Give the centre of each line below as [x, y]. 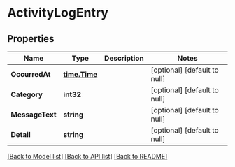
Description [124, 58]
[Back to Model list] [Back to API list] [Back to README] [87, 156]
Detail [21, 135]
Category [27, 94]
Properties [31, 39]
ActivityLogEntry [58, 13]
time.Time [80, 74]
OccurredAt [31, 74]
